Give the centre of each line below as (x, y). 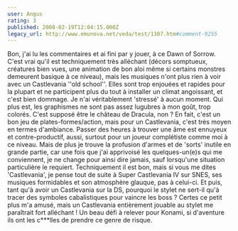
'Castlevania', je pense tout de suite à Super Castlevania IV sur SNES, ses (115, 175)
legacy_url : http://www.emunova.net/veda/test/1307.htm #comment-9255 (113, 34)
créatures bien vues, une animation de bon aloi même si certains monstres (117, 69)
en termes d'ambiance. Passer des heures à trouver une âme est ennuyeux (117, 129)
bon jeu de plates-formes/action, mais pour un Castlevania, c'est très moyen (119, 122)
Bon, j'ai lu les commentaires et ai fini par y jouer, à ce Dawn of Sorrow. (112, 54)
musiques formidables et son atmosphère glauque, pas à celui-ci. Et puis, (115, 183)
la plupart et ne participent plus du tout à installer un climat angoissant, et (115, 92)
